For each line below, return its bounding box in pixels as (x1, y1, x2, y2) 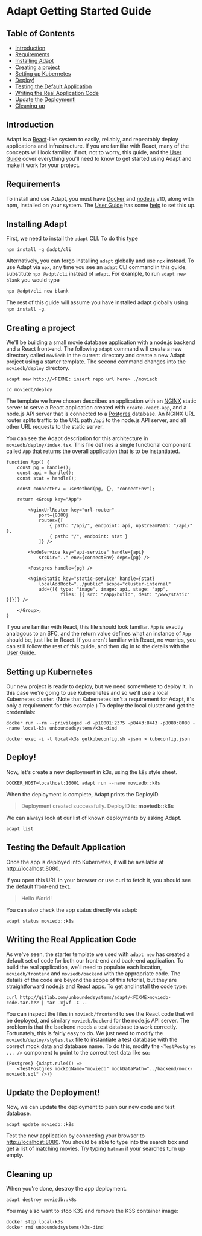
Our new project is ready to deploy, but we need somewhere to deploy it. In (6, 683, 194, 690)
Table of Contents (6, 28, 75, 39)
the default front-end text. (6, 883, 71, 890)
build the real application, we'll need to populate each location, (6, 963, 162, 971)
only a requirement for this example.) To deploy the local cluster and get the (6, 702, 195, 709)
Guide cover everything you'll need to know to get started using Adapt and (6, 155, 192, 162)
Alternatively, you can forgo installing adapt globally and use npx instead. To (6, 257, 194, 264)
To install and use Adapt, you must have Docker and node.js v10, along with (6, 195, 194, 202)
